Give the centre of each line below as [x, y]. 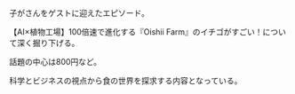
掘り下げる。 [56, 43]
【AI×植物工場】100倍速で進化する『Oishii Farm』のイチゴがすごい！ [136, 32]
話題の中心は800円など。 [56, 62]
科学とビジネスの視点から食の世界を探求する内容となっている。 [126, 81]
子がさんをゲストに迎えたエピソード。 [79, 13]
